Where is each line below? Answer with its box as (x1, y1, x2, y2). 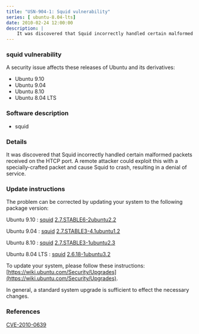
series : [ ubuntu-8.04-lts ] (6, 14, 76, 20)
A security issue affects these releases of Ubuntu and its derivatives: (6, 64, 175, 71)
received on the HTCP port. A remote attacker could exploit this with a (6, 157, 178, 165)
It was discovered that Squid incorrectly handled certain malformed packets (6, 151, 192, 158)
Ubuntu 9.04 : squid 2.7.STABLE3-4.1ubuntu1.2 (6, 228, 120, 235)
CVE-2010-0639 (6, 321, 46, 328)
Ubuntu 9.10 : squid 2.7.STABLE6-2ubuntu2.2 (6, 216, 117, 223)
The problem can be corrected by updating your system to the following (6, 198, 183, 206)
